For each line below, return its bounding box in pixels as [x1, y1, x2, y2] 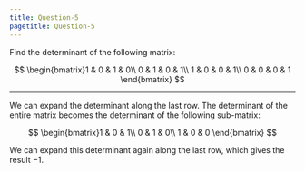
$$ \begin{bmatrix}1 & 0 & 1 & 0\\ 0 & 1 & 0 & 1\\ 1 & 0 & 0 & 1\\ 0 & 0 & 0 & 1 [14, 64, 291, 75]
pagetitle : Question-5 [9, 22, 95, 31]
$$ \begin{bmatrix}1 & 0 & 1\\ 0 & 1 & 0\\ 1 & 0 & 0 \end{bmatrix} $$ [28, 127, 277, 138]
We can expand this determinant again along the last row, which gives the [9, 144, 285, 155]
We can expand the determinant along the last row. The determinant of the [9, 100, 289, 110]
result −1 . [9, 154, 44, 165]
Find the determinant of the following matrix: [9, 46, 176, 57]
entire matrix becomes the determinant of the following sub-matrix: [9, 110, 261, 120]
